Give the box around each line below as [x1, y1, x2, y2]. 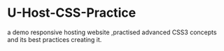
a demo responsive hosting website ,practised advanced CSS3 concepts [7, 28, 217, 36]
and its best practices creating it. [7, 35, 102, 43]
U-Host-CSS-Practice [7, 5, 136, 21]
